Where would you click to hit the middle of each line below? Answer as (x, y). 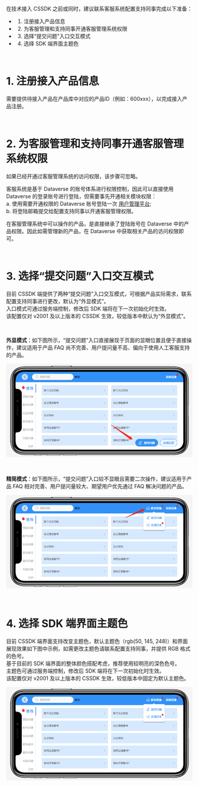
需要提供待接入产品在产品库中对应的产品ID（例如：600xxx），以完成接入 (94, 98)
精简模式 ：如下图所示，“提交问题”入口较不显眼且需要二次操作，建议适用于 (97, 479)
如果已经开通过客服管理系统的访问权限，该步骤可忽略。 (73, 176)
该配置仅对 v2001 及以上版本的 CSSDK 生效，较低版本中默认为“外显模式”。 (98, 316)
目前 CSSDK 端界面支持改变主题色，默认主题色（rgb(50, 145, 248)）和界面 (97, 641)
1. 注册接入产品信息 (53, 81)
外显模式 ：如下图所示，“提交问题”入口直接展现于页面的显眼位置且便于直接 (97, 340)
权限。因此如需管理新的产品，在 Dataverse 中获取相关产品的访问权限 (95, 231)
